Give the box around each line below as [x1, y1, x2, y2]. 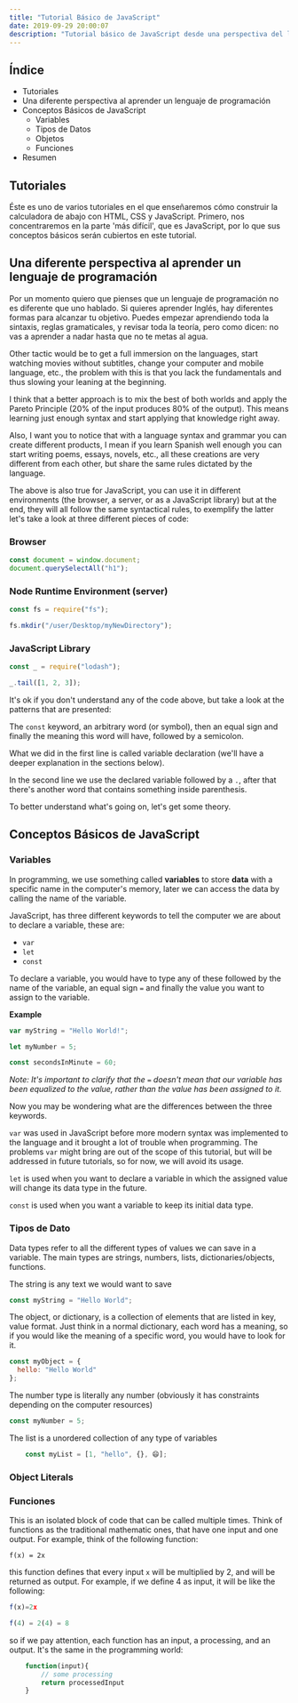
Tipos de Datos [35, 124, 91, 134]
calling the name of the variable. [9, 893, 127, 904]
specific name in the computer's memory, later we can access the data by [9, 883, 280, 894]
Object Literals [9, 1471, 74, 1483]
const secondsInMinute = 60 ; [9, 1058, 117, 1067]
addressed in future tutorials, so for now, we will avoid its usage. [9, 1156, 244, 1167]
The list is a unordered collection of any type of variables [9, 1433, 217, 1443]
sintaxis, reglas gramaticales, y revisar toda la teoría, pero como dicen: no [9, 321, 279, 332]
